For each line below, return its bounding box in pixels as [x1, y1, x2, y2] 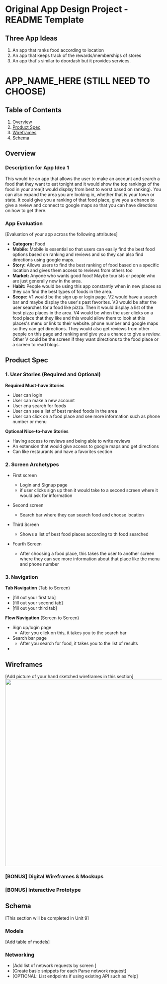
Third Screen [12, 521, 39, 527]
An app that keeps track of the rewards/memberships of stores [12, 52, 142, 58]
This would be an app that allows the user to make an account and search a [5, 176, 160, 182]
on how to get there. [5, 207, 47, 213]
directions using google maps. [12, 256, 75, 262]
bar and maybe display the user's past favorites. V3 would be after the [12, 299, 157, 305]
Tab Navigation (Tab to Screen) [5, 585, 71, 591]
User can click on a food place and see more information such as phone [12, 413, 160, 419]
